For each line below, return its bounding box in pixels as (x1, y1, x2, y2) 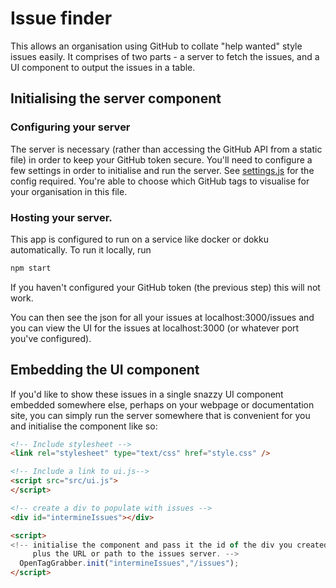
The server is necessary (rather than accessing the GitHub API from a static (10, 143, 323, 155)
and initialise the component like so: (10, 420, 158, 432)
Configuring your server (10, 120, 131, 134)
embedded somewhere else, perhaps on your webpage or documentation (10, 398, 315, 411)
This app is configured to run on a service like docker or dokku (10, 233, 270, 245)
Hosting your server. (10, 210, 113, 224)
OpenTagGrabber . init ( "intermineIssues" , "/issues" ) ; (19, 558, 240, 569)
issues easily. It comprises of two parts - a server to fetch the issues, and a (10, 50, 320, 62)
